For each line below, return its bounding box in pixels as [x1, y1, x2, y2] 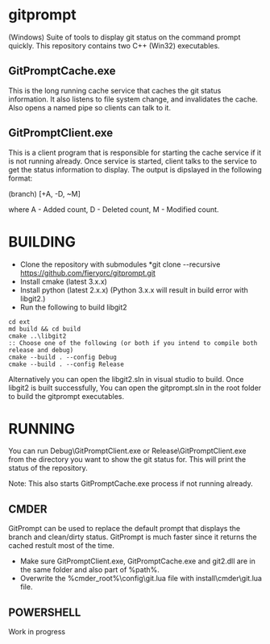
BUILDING [8, 232, 77, 251]
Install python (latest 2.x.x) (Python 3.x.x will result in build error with [19, 285, 248, 295]
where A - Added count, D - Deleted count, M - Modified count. [8, 204, 219, 214]
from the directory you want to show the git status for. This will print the [8, 455, 247, 464]
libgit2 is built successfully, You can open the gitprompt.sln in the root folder [8, 383, 262, 393]
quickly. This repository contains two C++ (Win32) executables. [8, 40, 220, 50]
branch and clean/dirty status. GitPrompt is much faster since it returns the [8, 532, 257, 542]
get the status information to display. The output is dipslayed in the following [8, 164, 262, 174]
